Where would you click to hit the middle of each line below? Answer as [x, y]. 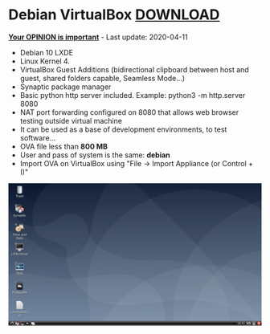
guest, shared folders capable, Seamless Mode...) [102, 78]
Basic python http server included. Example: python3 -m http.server [133, 95]
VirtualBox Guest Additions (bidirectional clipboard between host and [134, 69]
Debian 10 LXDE [47, 52]
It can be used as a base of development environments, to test [123, 129]
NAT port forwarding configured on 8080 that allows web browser [129, 112]
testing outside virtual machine [71, 120]
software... [38, 137]
